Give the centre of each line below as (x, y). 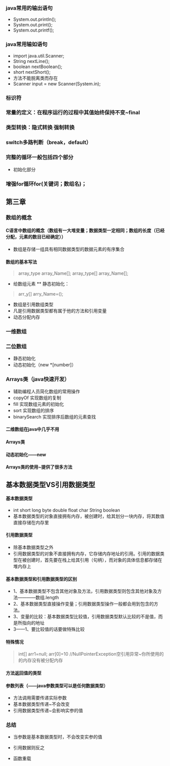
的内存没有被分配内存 (40, 660)
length (52, 597)
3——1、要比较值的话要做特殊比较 (49, 629)
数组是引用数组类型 (33, 305)
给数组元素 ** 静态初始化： (41, 284)
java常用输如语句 (27, 44)
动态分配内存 (26, 317)
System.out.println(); (35, 19)
